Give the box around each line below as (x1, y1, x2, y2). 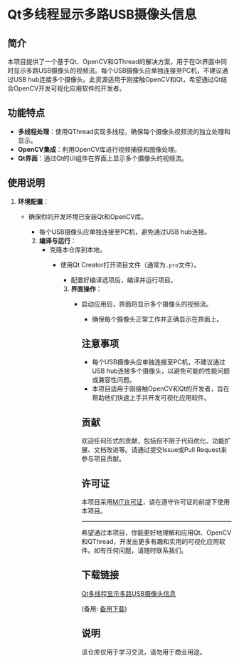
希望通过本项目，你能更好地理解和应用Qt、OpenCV (81, 528, 232, 537)
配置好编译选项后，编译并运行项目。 (70, 275, 177, 284)
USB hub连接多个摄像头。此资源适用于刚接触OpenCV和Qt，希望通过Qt (13, 76, 221, 83)
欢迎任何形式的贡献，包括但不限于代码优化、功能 (81, 436, 225, 446)
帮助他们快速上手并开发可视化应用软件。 (92, 394, 211, 402)
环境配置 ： (17, 197, 50, 205)
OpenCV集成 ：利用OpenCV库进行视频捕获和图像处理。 (17, 145, 181, 153)
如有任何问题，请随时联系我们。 (93, 546, 188, 555)
